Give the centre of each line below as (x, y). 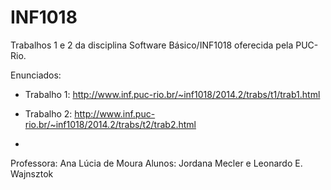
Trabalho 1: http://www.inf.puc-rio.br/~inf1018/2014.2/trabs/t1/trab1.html (172, 94)
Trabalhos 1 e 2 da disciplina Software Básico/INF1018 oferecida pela (152, 45)
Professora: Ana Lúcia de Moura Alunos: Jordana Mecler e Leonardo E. (156, 163)
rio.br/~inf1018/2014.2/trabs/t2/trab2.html (110, 124)
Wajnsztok (32, 173)
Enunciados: (36, 75)
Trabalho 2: (48, 113)
